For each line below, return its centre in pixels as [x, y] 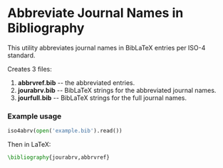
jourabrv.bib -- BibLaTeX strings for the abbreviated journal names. [117, 90]
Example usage [35, 116]
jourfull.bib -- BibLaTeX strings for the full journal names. [102, 98]
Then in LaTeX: [29, 145]
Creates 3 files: [30, 69]
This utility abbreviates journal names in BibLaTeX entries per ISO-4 [107, 47]
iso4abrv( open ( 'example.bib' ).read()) [65, 131]
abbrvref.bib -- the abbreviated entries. [76, 82]
